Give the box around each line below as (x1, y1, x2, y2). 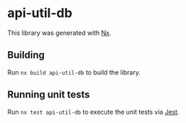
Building (7, 49, 45, 61)
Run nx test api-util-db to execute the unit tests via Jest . (7, 107, 180, 116)
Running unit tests (7, 89, 90, 101)
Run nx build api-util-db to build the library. (7, 68, 141, 76)
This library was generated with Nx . (7, 28, 111, 37)
